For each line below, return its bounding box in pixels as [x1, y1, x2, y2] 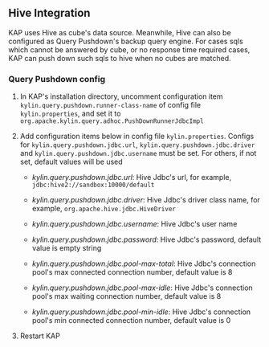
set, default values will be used [19, 157, 123, 167]
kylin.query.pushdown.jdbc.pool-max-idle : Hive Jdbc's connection [31, 283, 253, 292]
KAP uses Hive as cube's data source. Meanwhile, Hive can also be [8, 27, 231, 37]
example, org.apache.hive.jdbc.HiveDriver [31, 204, 177, 214]
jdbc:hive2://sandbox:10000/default [31, 181, 155, 190]
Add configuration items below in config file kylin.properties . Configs [19, 132, 255, 141]
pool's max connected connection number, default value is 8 [31, 267, 233, 277]
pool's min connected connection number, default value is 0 [31, 316, 231, 325]
